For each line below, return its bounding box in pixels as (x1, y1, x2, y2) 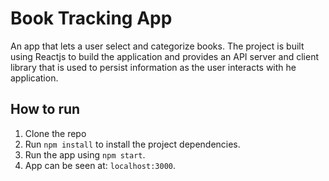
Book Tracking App (10, 7, 173, 30)
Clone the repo (24, 127, 87, 139)
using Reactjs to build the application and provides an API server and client (10, 50, 319, 62)
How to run (10, 101, 81, 118)
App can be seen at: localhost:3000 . (24, 159, 177, 171)
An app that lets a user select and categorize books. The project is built (10, 40, 305, 52)
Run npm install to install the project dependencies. (24, 138, 241, 150)
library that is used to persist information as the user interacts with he (10, 61, 297, 73)
